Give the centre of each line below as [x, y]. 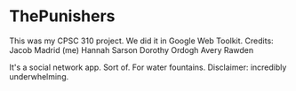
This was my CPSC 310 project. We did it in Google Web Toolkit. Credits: [141, 41]
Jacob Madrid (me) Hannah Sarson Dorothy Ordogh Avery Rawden [132, 49]
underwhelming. [39, 76]
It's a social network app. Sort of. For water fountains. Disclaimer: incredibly [148, 67]
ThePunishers [62, 16]
